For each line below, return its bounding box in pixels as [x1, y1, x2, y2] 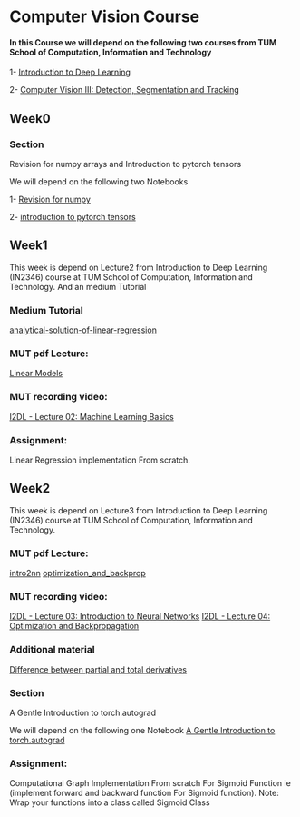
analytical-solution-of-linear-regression [9, 324, 157, 335]
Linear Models [9, 368, 63, 379]
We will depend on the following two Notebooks [9, 176, 189, 187]
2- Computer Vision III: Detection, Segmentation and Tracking [9, 85, 240, 95]
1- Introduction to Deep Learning [9, 66, 131, 78]
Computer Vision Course [9, 6, 200, 27]
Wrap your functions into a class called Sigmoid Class [9, 797, 210, 808]
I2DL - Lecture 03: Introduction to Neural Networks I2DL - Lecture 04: [9, 611, 271, 622]
